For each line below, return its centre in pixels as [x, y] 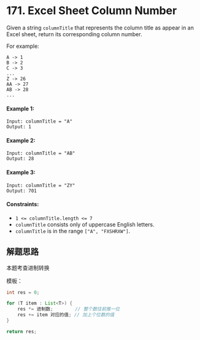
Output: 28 [20, 159]
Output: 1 [19, 127]
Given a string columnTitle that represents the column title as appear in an [100, 28]
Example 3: [21, 172]
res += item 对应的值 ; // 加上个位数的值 [66, 315]
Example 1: [21, 109]
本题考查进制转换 [28, 268]
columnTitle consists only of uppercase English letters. [85, 224]
